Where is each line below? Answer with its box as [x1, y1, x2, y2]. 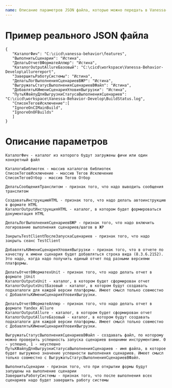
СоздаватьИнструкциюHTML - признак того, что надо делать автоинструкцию [5, 197, 166, 203]
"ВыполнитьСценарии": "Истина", [12, 56, 81, 61]
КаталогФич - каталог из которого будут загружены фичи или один [5, 153, 147, 158]
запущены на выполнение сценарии [5, 368, 77, 374]
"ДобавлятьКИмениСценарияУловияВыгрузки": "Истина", [12, 87, 127, 93]
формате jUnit [5, 274, 36, 279]
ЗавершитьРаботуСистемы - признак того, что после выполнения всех [5, 373, 153, 378]
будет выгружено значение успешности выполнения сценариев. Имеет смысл [5, 350, 164, 356]
